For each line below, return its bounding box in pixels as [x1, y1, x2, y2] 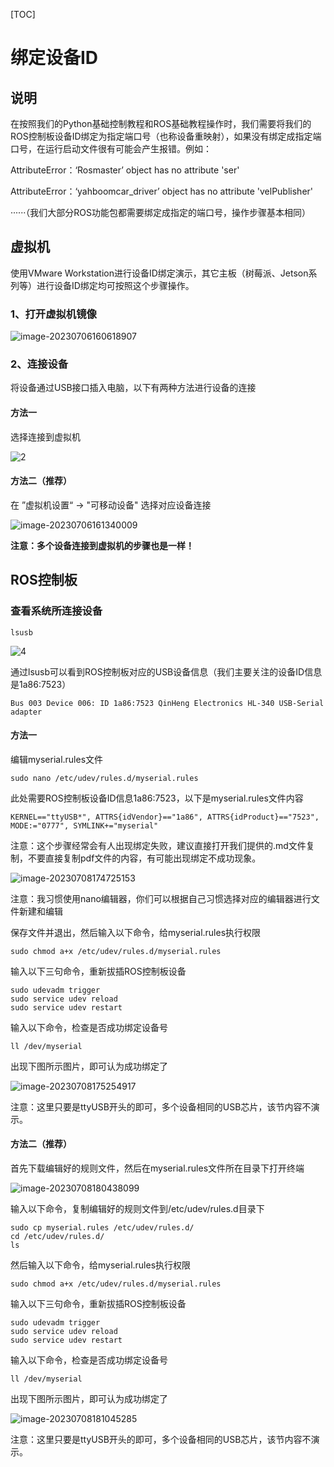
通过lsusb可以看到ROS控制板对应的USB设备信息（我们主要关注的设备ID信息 [10, 665, 323, 678]
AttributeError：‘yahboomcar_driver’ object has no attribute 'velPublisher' [10, 185, 314, 197]
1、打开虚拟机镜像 [10, 307, 97, 321]
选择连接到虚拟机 [10, 430, 81, 443]
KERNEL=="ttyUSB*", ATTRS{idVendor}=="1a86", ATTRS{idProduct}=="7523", [10, 812, 320, 822]
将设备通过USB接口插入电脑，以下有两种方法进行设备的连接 [10, 382, 257, 394]
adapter [10, 707, 43, 717]
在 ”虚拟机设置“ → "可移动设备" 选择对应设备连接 [10, 499, 212, 511]
